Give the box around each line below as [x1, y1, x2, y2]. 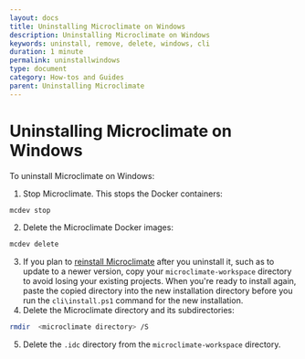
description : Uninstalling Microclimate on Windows [9, 30, 210, 39]
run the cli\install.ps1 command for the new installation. [22, 295, 244, 306]
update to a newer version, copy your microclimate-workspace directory [22, 266, 292, 277]
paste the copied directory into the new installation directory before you [22, 285, 293, 297]
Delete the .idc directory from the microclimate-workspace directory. [22, 339, 281, 350]
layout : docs [9, 13, 59, 23]
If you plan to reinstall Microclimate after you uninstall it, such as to [22, 257, 275, 268]
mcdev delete [9, 239, 59, 249]
